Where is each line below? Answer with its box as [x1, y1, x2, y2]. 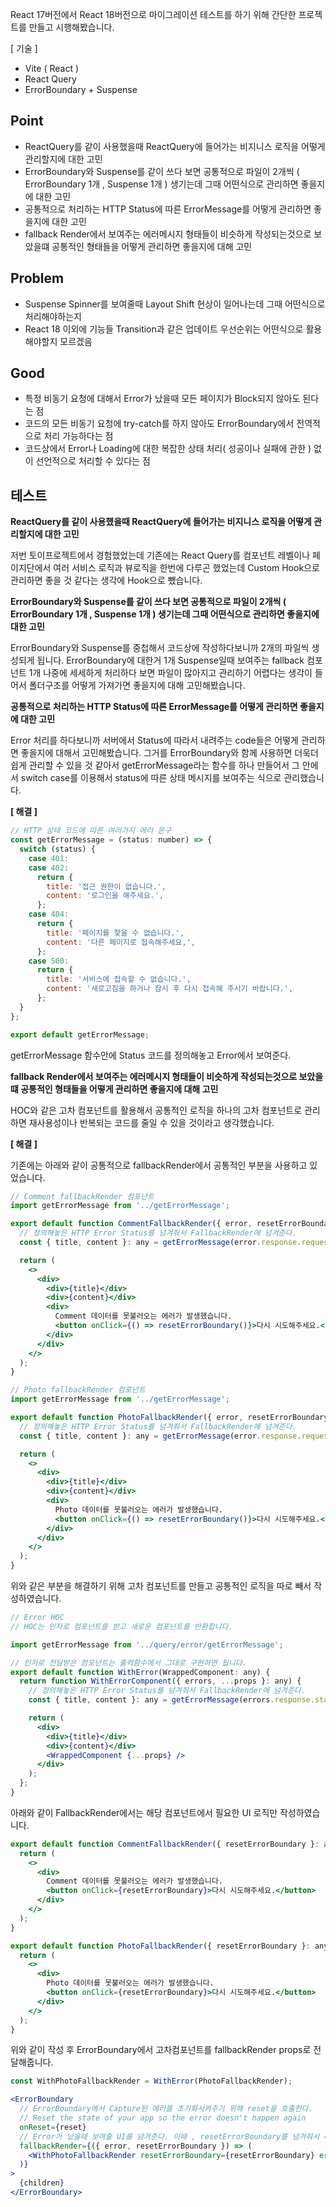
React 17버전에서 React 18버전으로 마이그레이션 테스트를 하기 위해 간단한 [10, 9, 297, 20]
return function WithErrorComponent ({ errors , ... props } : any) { [19, 1676, 302, 1687]
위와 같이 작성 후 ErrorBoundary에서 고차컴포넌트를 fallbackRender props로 [10, 2044, 312, 2056]
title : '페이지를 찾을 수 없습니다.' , [46, 928, 185, 938]
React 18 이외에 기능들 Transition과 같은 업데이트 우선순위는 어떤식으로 [24, 323, 304, 335]
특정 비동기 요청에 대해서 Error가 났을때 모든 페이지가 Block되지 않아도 [24, 393, 301, 405]
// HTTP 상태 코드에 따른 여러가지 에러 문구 [10, 826, 172, 836]
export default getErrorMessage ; [10, 1029, 150, 1040]
